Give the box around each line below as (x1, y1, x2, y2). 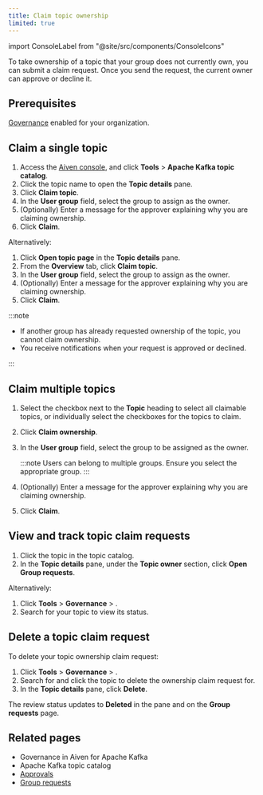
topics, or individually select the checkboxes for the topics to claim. (19, 411, 241, 421)
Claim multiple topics (8, 382, 116, 396)
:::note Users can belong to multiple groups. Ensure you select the (19, 457, 237, 468)
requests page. (8, 708, 60, 717)
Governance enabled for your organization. (8, 118, 150, 128)
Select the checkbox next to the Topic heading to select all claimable (19, 403, 247, 413)
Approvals (19, 769, 54, 779)
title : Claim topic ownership (8, 11, 109, 20)
